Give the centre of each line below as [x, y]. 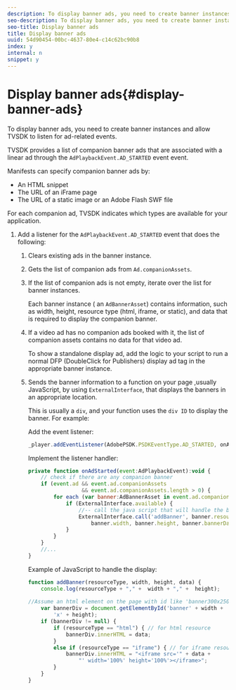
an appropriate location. [63, 397]
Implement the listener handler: [73, 458]
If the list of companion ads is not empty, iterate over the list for [120, 283]
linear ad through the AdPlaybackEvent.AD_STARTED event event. [98, 157]
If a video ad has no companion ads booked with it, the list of [116, 332]
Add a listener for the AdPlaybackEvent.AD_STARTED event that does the [118, 234]
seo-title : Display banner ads [53, 27]
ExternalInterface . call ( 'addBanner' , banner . [146, 517]
